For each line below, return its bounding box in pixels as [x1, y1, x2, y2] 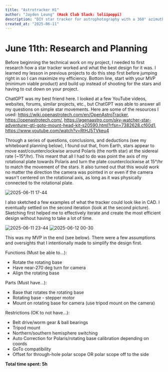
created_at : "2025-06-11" [5, 21, 59, 27]
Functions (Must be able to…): [5, 250, 67, 256]
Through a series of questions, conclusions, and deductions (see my [5, 137, 146, 143]
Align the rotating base [12, 270, 59, 276]
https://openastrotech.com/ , [5, 117, 63, 123]
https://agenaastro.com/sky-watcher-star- [64, 117, 151, 123]
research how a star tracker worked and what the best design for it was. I [5, 65, 156, 71]
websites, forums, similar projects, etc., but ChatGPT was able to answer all [5, 101, 161, 107]
